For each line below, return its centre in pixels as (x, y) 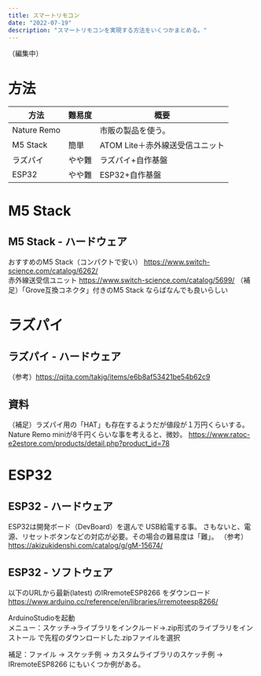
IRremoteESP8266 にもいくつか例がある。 (77, 664)
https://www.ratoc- (219, 435)
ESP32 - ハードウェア (61, 506)
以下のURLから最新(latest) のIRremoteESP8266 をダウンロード (109, 592)
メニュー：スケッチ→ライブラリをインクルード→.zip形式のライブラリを (124, 627)
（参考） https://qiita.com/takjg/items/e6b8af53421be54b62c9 (109, 377)
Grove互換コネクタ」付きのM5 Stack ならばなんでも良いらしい (127, 290)
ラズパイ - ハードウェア (65, 356)
